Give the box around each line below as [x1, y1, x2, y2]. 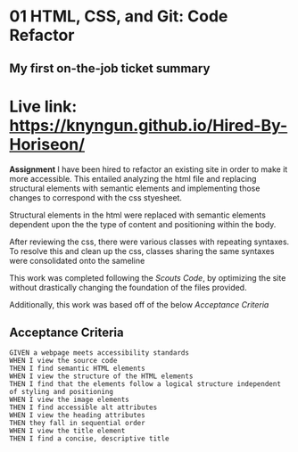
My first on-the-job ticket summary [9, 61, 211, 76]
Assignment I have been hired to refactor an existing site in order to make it [9, 163, 288, 175]
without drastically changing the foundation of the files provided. [9, 282, 247, 292]
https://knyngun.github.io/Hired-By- [9, 115, 288, 136]
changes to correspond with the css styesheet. [9, 192, 183, 202]
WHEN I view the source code [9, 357, 118, 366]
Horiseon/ [9, 134, 86, 154]
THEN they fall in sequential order [9, 419, 145, 428]
